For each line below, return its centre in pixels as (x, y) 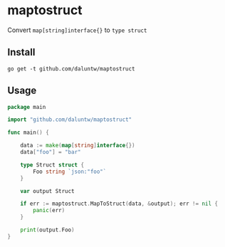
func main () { (28, 133)
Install (21, 52)
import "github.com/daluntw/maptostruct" (70, 120)
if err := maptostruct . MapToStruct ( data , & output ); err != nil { (119, 204)
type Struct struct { (52, 165)
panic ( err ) (49, 211)
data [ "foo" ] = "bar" (51, 152)
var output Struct (47, 191)
